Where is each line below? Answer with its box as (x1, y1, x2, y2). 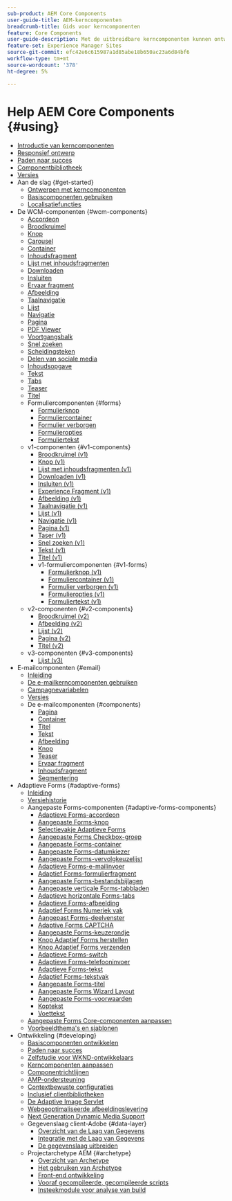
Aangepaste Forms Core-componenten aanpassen (27, 1017, 173, 1025)
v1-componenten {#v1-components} (27, 443, 131, 451)
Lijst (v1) (37, 509, 62, 518)
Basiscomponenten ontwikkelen (27, 1039, 119, 1047)
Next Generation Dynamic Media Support (27, 1112, 145, 1121)
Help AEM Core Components (7, 104, 175, 120)
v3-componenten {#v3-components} (27, 649, 133, 658)
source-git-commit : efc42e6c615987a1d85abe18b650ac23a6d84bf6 (7, 49, 190, 56)
